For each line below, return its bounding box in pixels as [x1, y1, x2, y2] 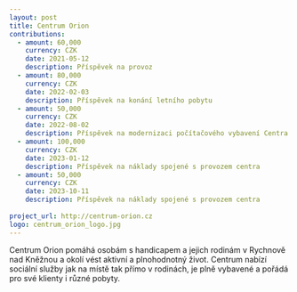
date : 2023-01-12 [25, 153, 90, 163]
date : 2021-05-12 [25, 54, 90, 63]
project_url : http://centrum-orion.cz [9, 211, 153, 221]
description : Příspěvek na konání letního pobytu [25, 95, 213, 105]
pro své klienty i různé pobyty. [9, 272, 121, 283]
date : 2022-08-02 [25, 121, 90, 130]
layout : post [9, 12, 58, 22]
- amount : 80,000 [17, 71, 82, 80]
